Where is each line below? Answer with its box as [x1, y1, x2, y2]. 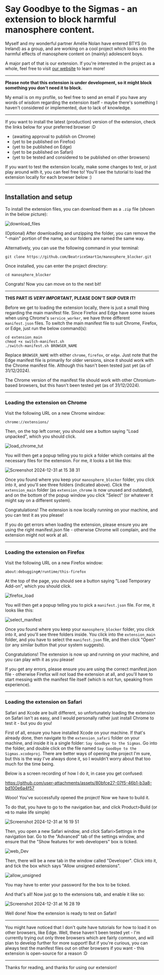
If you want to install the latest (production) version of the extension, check [5, 119, 156, 124]
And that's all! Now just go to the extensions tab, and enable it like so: [5, 891, 145, 897]
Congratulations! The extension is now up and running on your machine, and [5, 651, 159, 657]
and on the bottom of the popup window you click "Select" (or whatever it [5, 492, 154, 498]
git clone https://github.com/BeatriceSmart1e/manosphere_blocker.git [5, 254, 152, 259]
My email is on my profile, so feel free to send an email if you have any [5, 94, 147, 100]
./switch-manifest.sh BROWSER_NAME [5, 343, 78, 348]
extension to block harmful [5, 14, 116, 25]
